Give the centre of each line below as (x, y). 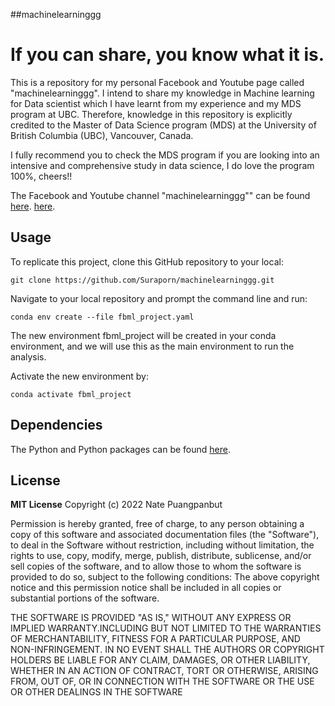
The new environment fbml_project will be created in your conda (143, 335)
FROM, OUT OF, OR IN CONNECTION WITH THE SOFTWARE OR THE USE (162, 681)
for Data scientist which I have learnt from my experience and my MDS (156, 103)
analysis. (28, 356)
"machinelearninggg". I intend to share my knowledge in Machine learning (162, 93)
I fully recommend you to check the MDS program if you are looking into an (165, 155)
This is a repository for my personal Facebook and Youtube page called (157, 82)
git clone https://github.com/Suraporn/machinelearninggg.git (142, 280)
